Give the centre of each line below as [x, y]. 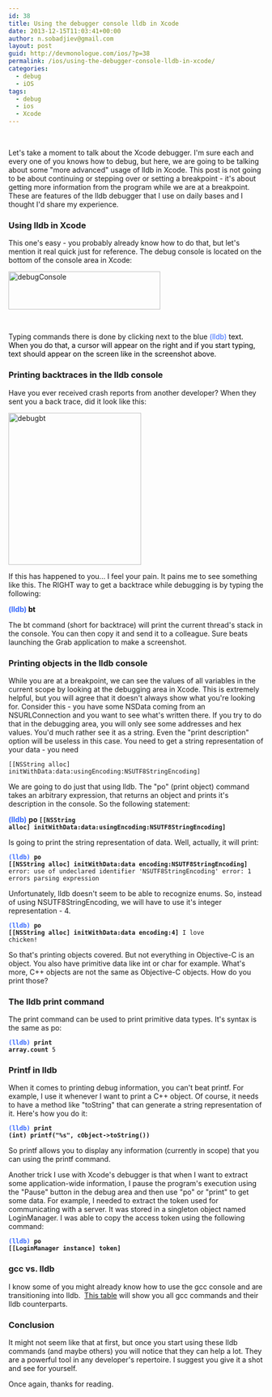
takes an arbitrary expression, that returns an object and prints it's [119, 795]
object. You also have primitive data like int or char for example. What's [127, 963]
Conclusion [32, 1325]
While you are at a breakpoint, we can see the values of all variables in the [132, 680]
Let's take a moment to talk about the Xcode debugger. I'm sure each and [131, 152]
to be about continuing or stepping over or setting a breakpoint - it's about [132, 178]
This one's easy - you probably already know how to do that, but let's [124, 243]
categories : [28, 69]
